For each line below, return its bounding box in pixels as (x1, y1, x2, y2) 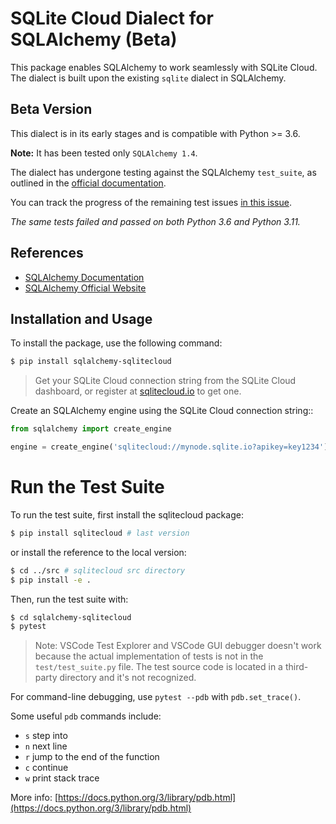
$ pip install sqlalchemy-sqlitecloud (10, 357, 172, 367)
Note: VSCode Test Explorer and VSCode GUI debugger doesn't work (34, 640, 322, 652)
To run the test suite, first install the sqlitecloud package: (10, 508, 244, 521)
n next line (24, 740, 68, 752)
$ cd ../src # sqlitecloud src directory (10, 565, 186, 576)
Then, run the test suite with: (10, 593, 129, 605)
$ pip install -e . (10, 575, 92, 585)
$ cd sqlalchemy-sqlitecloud (10, 612, 132, 622)
